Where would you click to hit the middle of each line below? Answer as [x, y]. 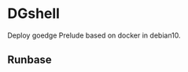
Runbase [29, 60]
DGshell [34, 14]
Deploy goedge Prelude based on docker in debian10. [94, 35]
